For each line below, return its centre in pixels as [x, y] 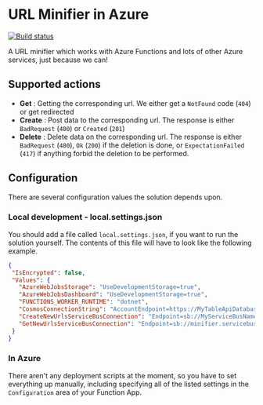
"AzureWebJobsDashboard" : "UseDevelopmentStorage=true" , [113, 295]
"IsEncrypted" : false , [49, 272]
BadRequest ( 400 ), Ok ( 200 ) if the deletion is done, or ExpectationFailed [132, 145]
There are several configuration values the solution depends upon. [115, 197]
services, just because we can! [58, 60]
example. [23, 251]
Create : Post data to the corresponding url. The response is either [127, 120]
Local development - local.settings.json [85, 217]
